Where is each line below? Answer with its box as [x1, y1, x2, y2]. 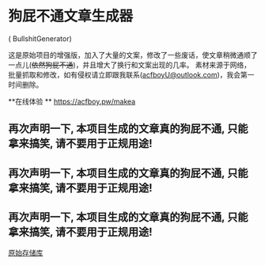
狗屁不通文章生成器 [8, 7, 134, 25]
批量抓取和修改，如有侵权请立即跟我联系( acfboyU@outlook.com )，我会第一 [8, 70, 255, 79]
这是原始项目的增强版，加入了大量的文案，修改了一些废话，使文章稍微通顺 [8, 50, 251, 59]
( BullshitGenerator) [8, 33, 73, 44]
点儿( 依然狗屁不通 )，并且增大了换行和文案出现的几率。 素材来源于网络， [14, 60, 252, 70]
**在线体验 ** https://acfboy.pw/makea [8, 97, 136, 106]
